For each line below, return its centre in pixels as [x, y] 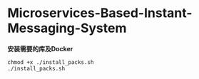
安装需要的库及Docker [40, 48]
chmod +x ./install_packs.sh [51, 62]
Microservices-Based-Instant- [100, 13]
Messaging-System [67, 28]
